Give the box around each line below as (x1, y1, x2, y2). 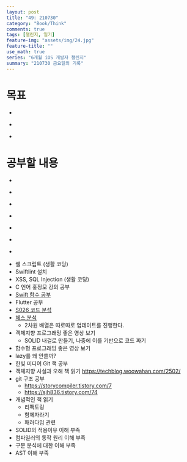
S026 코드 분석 (15, 307, 52, 314)
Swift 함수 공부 (15, 291, 51, 299)
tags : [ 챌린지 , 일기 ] (6, 32, 55, 38)
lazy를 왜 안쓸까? (15, 352, 57, 360)
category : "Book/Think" (6, 20, 67, 26)
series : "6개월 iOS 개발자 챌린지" (6, 54, 87, 61)
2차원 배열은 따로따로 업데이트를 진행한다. (24, 322, 124, 329)
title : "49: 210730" (6, 15, 59, 21)
